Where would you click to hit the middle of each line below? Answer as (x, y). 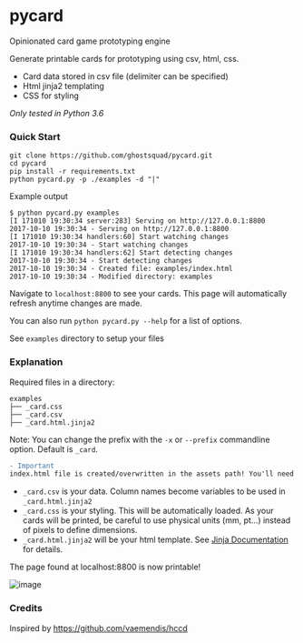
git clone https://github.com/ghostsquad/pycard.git (111, 156)
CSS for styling (51, 95)
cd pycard (28, 164)
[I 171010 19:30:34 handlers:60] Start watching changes (119, 237)
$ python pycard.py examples (64, 213)
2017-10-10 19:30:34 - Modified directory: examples (111, 277)
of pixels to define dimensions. (80, 530)
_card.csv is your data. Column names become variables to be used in (154, 491)
